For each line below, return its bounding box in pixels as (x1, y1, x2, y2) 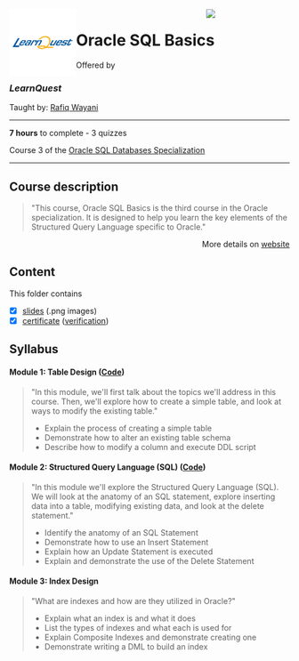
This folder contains (9, 288, 83, 299)
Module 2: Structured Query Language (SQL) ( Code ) (9, 462, 206, 472)
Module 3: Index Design (9, 576, 100, 586)
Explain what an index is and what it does (44, 613, 196, 624)
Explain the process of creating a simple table (44, 423, 212, 433)
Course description (9, 179, 119, 194)
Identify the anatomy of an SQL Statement (44, 527, 198, 537)
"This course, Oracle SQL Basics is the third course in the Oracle (30, 203, 269, 214)
